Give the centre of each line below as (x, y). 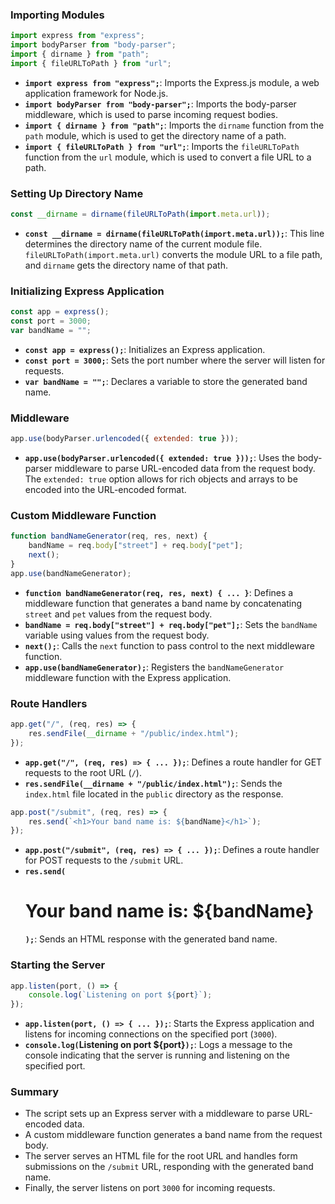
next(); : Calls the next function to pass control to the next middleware (169, 645)
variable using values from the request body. (117, 635)
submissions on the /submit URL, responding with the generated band (169, 1167)
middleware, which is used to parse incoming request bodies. (151, 114)
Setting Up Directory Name (77, 193)
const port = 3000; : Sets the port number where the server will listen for (175, 360)
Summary (35, 1092)
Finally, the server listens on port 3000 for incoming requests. (150, 1188)
